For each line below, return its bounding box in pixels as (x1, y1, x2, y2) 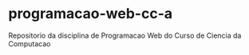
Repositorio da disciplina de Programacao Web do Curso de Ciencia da (8, 31, 242, 40)
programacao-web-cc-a (8, 5, 173, 23)
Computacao (8, 38, 51, 48)
